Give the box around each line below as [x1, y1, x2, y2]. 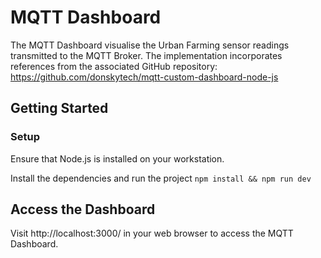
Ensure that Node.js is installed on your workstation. [10, 152, 225, 165]
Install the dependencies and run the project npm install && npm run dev [10, 172, 312, 184]
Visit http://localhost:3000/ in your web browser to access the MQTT [10, 227, 294, 240]
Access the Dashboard [10, 201, 156, 218]
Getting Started [10, 100, 109, 117]
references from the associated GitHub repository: [10, 60, 218, 72]
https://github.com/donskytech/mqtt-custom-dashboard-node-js [10, 71, 279, 83]
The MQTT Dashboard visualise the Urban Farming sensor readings [10, 39, 290, 51]
